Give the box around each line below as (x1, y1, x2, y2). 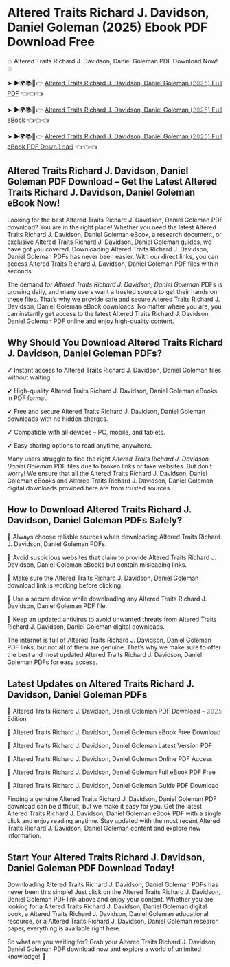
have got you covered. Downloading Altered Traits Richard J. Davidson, (7, 245, 209, 253)
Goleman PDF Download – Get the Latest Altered (7, 176, 218, 187)
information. (7, 831, 42, 840)
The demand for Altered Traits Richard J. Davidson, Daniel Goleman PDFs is (7, 280, 223, 289)
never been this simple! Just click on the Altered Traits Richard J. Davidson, (7, 888, 221, 896)
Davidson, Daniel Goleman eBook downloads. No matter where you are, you (7, 302, 222, 311)
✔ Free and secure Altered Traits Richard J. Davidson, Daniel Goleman (7, 407, 206, 415)
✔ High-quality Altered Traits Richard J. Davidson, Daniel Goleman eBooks (7, 386, 218, 395)
